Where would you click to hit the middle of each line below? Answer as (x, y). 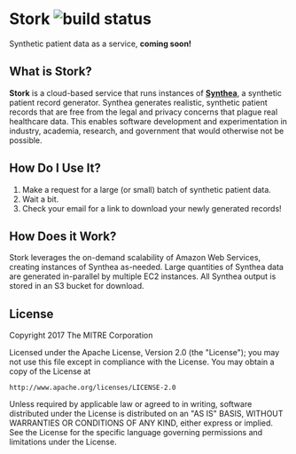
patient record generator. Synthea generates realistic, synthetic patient (138, 102)
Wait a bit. (40, 199)
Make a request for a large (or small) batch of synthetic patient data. (147, 189)
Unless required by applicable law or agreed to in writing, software (131, 404)
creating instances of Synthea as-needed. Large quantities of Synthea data (146, 267)
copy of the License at (50, 371)
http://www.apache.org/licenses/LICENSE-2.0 (93, 388)
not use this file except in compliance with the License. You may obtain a (142, 362)
